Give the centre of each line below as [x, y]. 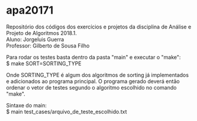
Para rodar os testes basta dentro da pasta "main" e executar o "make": [93, 57]
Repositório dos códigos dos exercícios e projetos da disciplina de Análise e [99, 27]
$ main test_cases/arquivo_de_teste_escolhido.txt [67, 112]
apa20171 [30, 10]
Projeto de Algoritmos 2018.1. [41, 33]
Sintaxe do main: [27, 105]
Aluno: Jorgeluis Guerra [35, 39]
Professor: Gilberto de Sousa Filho [48, 46]
